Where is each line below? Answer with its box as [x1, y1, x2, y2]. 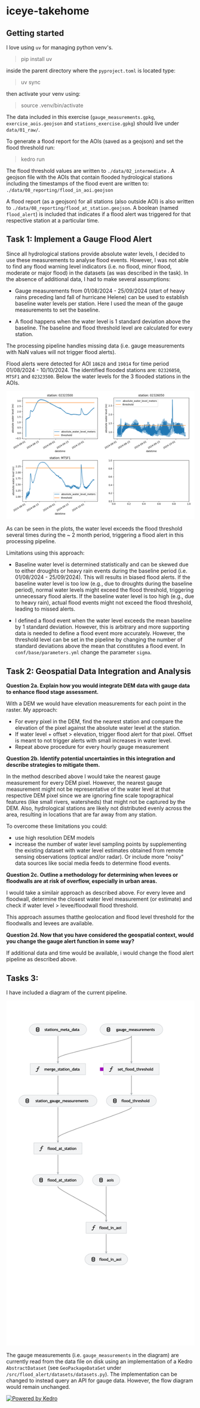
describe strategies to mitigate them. [6, 761, 100, 769]
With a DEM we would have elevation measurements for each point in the [6, 700, 186, 707]
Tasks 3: [6, 973, 39, 983]
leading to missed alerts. [14, 605, 76, 612]
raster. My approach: [6, 706, 58, 714]
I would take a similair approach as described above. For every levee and [6, 889, 186, 897]
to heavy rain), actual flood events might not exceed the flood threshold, [14, 599, 193, 607]
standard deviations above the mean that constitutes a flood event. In [14, 642, 186, 650]
